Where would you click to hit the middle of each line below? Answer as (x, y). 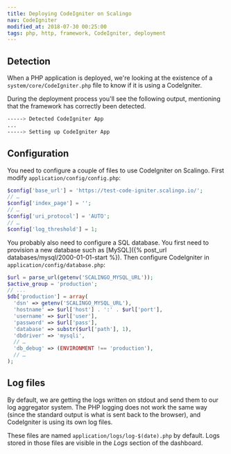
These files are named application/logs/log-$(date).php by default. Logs (113, 435)
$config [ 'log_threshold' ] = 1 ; (52, 229)
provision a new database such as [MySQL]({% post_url (87, 250)
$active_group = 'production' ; (52, 284)
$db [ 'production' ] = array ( (48, 297)
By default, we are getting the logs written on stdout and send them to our (113, 400)
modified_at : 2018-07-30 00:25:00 (57, 26)
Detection (29, 61)
